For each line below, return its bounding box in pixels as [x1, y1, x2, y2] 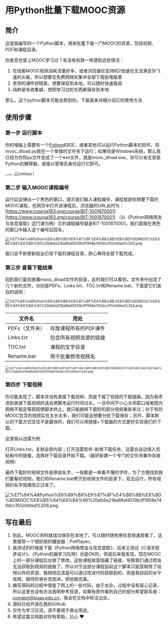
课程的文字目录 [49, 344, 85, 351]
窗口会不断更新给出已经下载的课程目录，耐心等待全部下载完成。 [5, 250, 136, 256]
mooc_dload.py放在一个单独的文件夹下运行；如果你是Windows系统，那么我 [5, 148, 161, 154]
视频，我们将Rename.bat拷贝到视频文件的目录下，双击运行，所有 [22, 475, 157, 481]
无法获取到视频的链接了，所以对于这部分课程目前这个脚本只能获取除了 [12, 563, 157, 569]
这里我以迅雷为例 [5, 435, 40, 441]
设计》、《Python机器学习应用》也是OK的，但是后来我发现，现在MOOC [16, 551, 161, 557]
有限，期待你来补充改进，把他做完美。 [12, 576, 91, 582]
